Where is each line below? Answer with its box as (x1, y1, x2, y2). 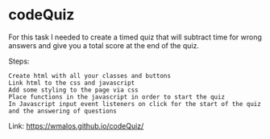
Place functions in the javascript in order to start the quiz (8, 92, 226, 101)
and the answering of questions (8, 107, 117, 115)
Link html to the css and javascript (8, 79, 135, 87)
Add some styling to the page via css (8, 86, 139, 94)
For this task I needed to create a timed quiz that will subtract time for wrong (8, 32, 262, 42)
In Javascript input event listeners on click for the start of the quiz (8, 100, 262, 108)
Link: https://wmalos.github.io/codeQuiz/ (8, 121, 144, 130)
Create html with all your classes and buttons (8, 72, 172, 80)
